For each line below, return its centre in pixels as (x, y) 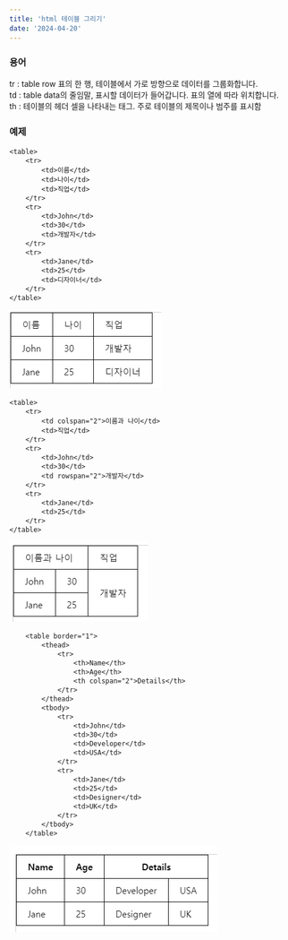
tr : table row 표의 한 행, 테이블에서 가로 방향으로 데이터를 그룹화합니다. (134, 83)
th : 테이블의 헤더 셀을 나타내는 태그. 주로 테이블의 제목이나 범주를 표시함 (136, 106)
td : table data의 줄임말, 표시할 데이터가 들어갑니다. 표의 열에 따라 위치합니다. (144, 95)
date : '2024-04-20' (46, 28)
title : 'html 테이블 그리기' (58, 19)
